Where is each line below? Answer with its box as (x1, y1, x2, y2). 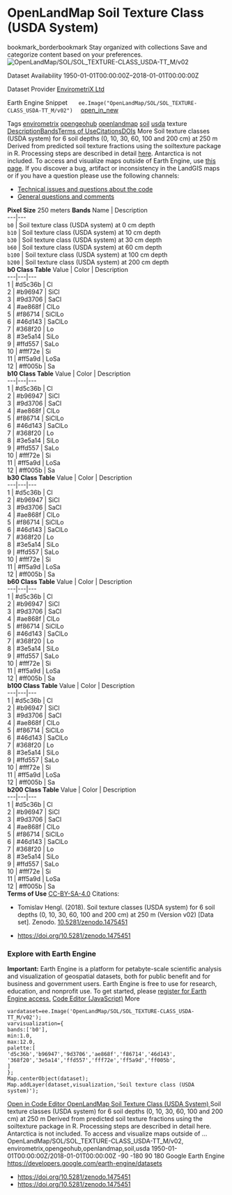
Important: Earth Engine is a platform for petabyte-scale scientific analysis (7, 965, 222, 973)
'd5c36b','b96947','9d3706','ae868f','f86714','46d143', (7, 1051, 176, 1058)
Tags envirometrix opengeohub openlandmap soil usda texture (7, 119, 187, 127)
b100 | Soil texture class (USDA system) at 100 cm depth (7, 250, 168, 259)
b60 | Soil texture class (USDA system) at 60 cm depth (7, 243, 162, 251)
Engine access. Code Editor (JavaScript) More (7, 994, 141, 1003)
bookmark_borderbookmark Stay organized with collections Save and (7, 43, 208, 51)
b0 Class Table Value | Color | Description (7, 265, 129, 273)
